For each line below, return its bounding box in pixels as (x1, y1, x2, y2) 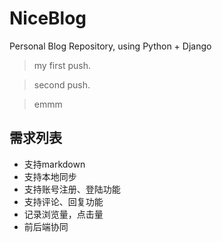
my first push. (33, 59, 91, 71)
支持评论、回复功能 (23, 195, 104, 207)
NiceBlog (9, 7, 87, 30)
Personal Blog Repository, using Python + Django (9, 40, 212, 52)
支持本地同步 (23, 170, 77, 182)
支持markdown (23, 158, 86, 170)
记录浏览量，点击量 (23, 208, 104, 220)
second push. (33, 78, 91, 91)
